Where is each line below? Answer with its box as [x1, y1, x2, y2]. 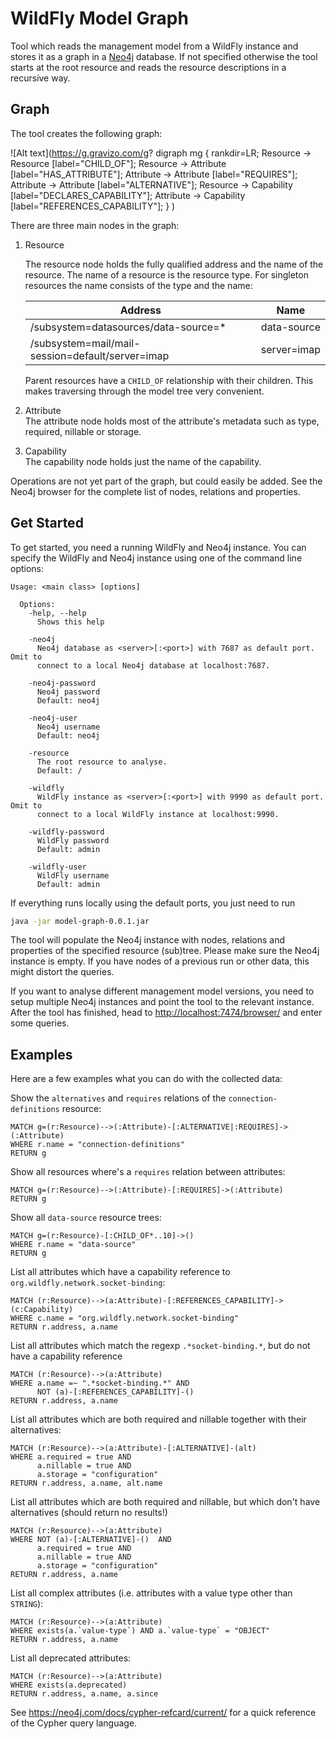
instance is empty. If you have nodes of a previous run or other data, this [10, 955, 310, 967]
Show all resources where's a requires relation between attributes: [10, 1166, 286, 1178]
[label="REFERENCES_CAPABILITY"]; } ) [10, 200, 176, 212]
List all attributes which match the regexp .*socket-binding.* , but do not [10, 1340, 311, 1352]
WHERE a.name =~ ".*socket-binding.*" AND [10, 1378, 190, 1389]
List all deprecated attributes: [10, 1652, 132, 1664]
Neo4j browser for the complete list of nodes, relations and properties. [10, 485, 301, 497]
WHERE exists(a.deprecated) [10, 1680, 128, 1691]
